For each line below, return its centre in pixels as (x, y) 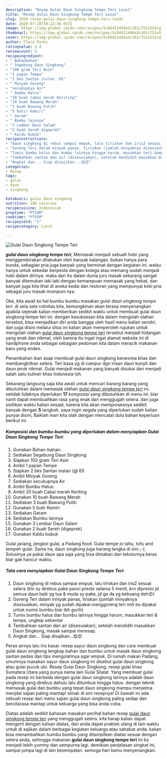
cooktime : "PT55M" (25, 217)
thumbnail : (17, 33)
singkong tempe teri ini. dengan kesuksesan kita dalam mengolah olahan (80, 317)
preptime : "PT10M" (25, 212)
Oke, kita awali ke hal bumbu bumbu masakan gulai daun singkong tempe (81, 301)
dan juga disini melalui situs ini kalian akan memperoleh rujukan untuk (77, 327)
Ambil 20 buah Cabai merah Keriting (50, 491)
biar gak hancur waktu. (29, 559)
